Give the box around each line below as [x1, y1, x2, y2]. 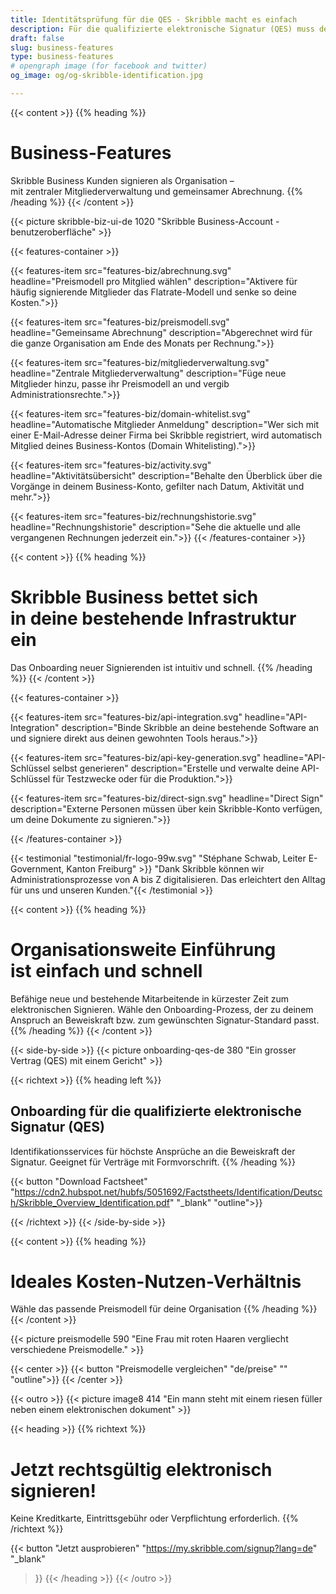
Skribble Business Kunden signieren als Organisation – [10, 174, 235, 186]
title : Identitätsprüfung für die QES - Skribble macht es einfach [10, 14, 298, 25]
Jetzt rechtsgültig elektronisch [10, 1458, 273, 1481]
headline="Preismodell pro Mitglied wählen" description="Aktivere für [10, 275, 298, 287]
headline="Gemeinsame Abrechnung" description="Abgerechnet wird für [10, 326, 313, 338]
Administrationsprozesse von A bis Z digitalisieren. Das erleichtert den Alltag [10, 873, 326, 885]
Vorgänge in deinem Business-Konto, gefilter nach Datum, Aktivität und [10, 480, 305, 492]
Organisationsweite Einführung [10, 938, 277, 961]
